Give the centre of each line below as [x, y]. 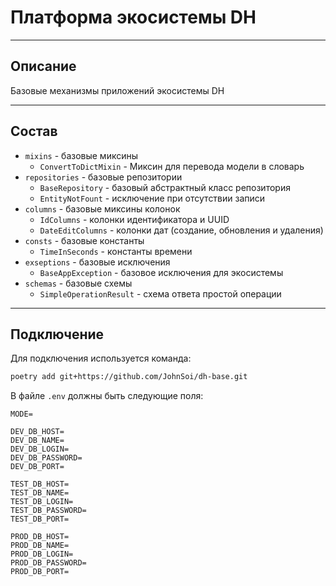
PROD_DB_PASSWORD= [48, 563]
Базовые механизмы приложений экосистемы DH [117, 90]
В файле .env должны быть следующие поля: [107, 396]
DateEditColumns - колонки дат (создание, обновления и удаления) [181, 230]
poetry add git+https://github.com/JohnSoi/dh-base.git [129, 377]
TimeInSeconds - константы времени [116, 251]
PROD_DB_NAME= [40, 546]
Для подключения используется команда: [101, 358]
